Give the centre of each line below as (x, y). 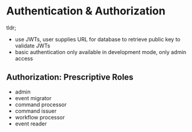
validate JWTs (33, 46)
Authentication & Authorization (86, 11)
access (24, 58)
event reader (31, 124)
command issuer (36, 111)
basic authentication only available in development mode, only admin (101, 52)
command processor (41, 104)
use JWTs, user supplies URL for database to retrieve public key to (98, 39)
